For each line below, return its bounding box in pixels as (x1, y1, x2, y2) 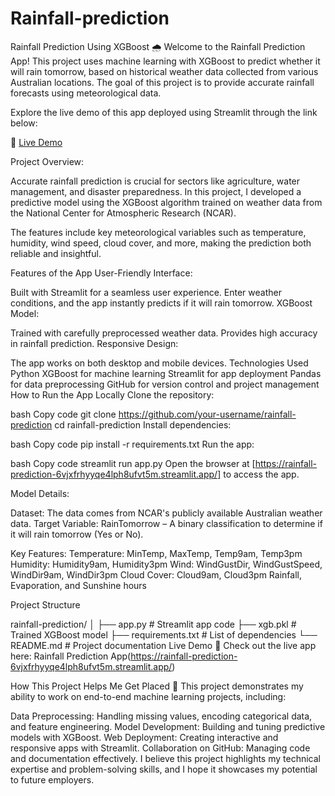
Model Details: (10, 487, 70, 499)
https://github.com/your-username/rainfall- (118, 408, 297, 420)
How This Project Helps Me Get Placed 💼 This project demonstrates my (10, 680, 304, 692)
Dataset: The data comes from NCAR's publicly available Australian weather (10, 507, 323, 519)
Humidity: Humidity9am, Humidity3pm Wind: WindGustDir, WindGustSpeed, (10, 558, 323, 570)
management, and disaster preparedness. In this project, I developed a (10, 185, 302, 197)
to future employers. (10, 773, 95, 786)
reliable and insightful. (10, 247, 102, 259)
